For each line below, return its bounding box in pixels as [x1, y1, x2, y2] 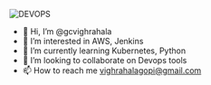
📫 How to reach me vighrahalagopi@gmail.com [22, 65, 202, 76]
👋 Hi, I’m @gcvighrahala [22, 26, 112, 36]
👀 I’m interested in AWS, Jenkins [22, 36, 144, 46]
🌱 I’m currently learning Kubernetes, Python [22, 45, 187, 56]
